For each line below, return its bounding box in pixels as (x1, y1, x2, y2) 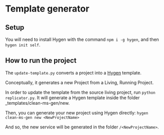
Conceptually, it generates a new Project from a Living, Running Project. (5, 79, 154, 86)
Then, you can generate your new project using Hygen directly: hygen (5, 109, 148, 116)
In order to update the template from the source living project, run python (5, 89, 155, 95)
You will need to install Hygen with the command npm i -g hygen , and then (5, 36, 159, 42)
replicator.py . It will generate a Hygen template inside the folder (5, 94, 140, 101)
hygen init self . (5, 42, 41, 48)
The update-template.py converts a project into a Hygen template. (5, 70, 142, 76)
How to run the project (5, 56, 77, 65)
